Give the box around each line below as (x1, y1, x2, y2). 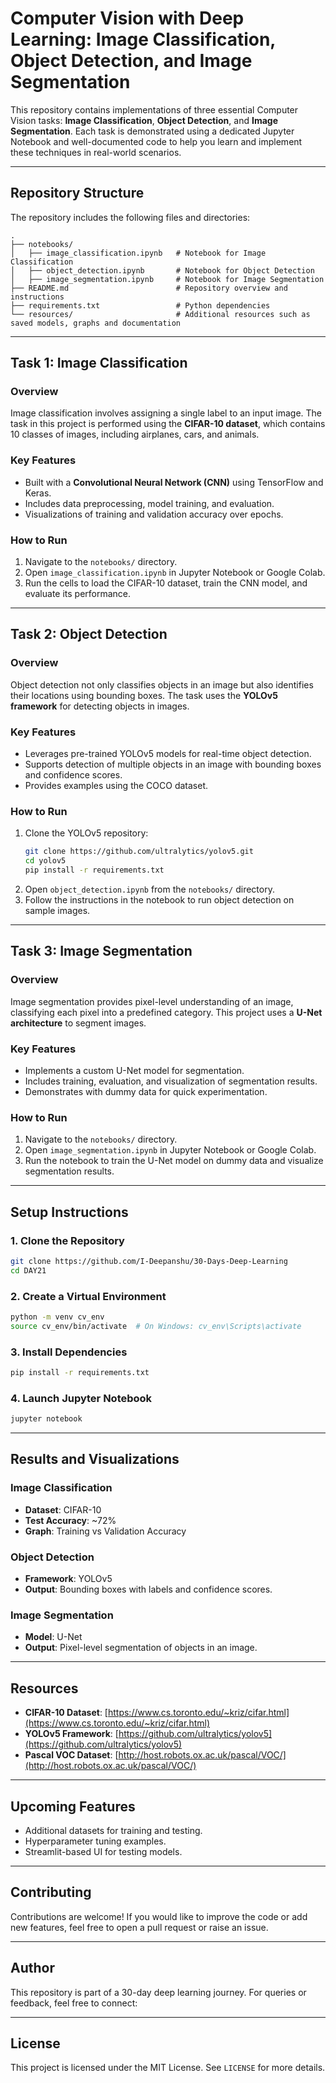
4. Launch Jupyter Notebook (10, 1391, 153, 1405)
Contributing (10, 1884, 92, 1901)
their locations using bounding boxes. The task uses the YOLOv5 (10, 689, 278, 701)
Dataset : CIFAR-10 (24, 1503, 102, 1516)
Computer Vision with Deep (10, 7, 245, 30)
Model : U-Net (24, 1631, 83, 1643)
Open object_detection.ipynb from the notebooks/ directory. (24, 883, 275, 895)
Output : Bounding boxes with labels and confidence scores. (24, 1583, 273, 1596)
